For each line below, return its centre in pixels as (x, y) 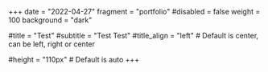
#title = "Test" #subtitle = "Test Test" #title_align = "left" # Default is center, (134, 36)
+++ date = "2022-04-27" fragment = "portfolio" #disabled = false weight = (134, 12)
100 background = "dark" (50, 20)
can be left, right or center (52, 44)
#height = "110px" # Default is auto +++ (74, 60)
